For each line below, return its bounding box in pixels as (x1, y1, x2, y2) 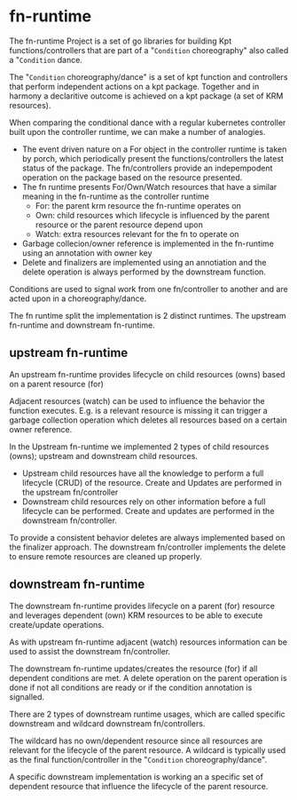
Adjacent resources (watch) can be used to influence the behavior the (9, 395, 265, 406)
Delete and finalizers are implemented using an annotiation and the (21, 257, 267, 267)
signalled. (9, 691, 45, 702)
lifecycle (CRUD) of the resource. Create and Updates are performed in (21, 477, 282, 487)
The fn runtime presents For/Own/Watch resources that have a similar (21, 181, 277, 192)
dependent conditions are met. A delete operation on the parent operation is (9, 672, 287, 683)
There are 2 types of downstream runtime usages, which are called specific (9, 709, 285, 719)
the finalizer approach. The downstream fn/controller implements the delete (9, 542, 286, 552)
